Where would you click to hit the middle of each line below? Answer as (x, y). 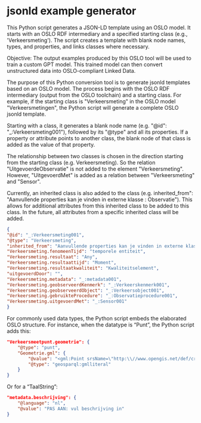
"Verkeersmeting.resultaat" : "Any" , (52, 257)
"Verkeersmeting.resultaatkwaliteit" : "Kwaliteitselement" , (83, 268)
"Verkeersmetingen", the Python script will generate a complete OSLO (93, 107)
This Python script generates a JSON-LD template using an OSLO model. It (99, 27)
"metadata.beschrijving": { (42, 398)
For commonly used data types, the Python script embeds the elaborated (97, 319)
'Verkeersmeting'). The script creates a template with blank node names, (96, 40)
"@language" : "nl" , (42, 403)
